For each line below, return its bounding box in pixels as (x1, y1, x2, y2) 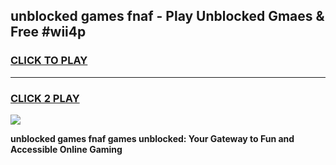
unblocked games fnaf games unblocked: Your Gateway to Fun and (10, 132, 295, 144)
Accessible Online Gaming (10, 143, 123, 155)
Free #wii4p (10, 24, 87, 41)
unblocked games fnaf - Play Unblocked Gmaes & (10, 8, 325, 25)
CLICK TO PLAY (10, 54, 88, 68)
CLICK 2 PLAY (10, 91, 80, 105)
